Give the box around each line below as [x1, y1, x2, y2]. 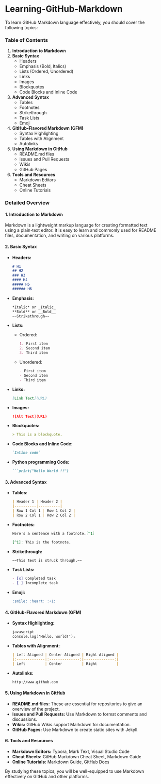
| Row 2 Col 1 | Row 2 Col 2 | [12, 513, 76, 518]
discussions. [12, 716, 37, 722]
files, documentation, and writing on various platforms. [5, 232, 114, 239]
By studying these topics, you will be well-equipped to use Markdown [5, 768, 145, 774]
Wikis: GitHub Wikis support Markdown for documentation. [12, 721, 131, 727]
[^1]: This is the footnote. [12, 540, 71, 545]
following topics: [5, 24, 38, 30]
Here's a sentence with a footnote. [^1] [12, 531, 95, 536]
